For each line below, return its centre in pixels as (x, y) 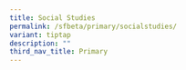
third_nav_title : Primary (58, 52)
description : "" (40, 43)
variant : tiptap (40, 35)
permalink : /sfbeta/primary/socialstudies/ (93, 26)
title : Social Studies (52, 18)
